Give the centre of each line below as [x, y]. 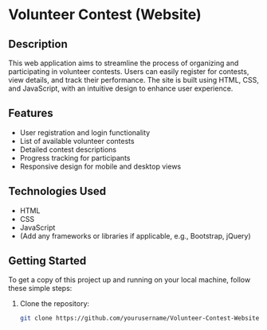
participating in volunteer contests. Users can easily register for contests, [129, 72]
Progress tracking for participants [75, 157]
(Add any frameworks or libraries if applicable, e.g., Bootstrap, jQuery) [135, 235]
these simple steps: [40, 289]
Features [31, 113]
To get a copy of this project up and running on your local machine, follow [130, 280]
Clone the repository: [55, 304]
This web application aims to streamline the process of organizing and [124, 63]
